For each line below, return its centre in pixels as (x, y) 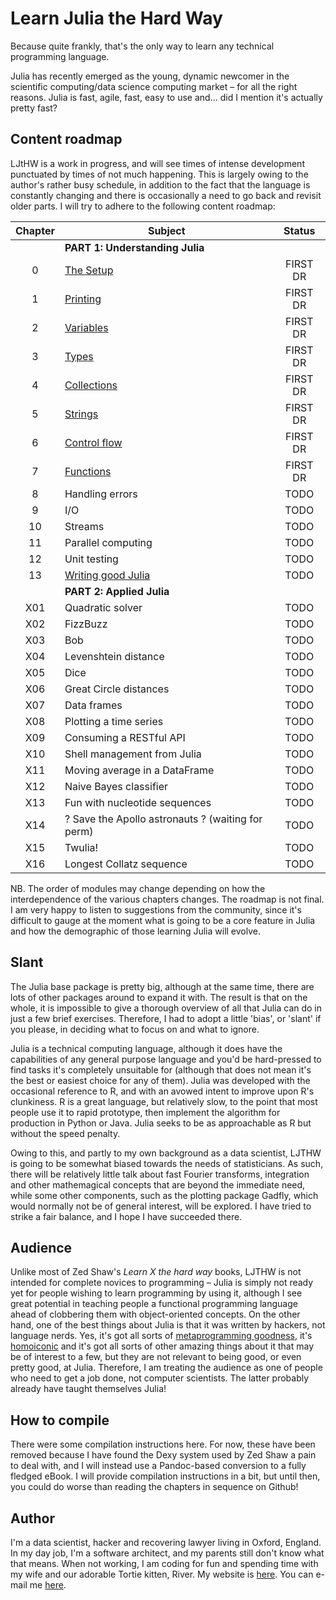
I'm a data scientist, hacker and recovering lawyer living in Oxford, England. (166, 1542)
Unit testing (91, 559)
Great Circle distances (117, 689)
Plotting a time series (114, 721)
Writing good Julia (107, 575)
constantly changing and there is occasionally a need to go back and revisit (166, 195)
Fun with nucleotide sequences (138, 802)
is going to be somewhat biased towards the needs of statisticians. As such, (167, 1163)
